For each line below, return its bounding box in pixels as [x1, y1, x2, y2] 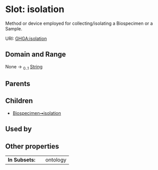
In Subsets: [8, 156, 35, 163]
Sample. [5, 25, 23, 31]
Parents [5, 79, 30, 88]
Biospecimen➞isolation [12, 110, 61, 116]
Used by [5, 125, 32, 134]
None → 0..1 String [5, 63, 43, 71]
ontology [45, 156, 67, 163]
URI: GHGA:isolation [5, 35, 47, 41]
